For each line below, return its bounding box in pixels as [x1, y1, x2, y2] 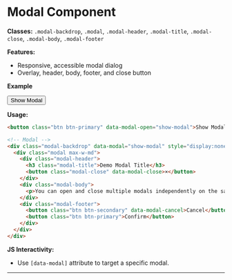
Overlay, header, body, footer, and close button [17, 68, 152, 77]
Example [7, 82, 33, 90]
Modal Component [7, 4, 116, 20]
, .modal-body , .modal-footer [22, 34, 104, 42]
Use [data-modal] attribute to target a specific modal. [17, 259, 169, 267]
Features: [7, 48, 36, 56]
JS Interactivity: [7, 245, 55, 253]
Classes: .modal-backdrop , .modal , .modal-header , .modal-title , [7, 27, 189, 35]
